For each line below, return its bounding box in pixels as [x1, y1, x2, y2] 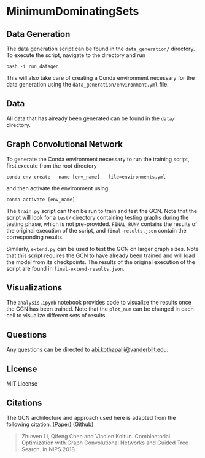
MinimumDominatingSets [6, 4, 139, 18]
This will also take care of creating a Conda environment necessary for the [6, 74, 195, 81]
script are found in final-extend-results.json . [6, 265, 125, 272]
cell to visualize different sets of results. [6, 312, 107, 319]
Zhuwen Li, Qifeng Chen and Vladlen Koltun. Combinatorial [21, 432, 171, 440]
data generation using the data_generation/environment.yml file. [6, 81, 169, 88]
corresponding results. [6, 233, 64, 241]
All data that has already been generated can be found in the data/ [6, 115, 175, 122]
